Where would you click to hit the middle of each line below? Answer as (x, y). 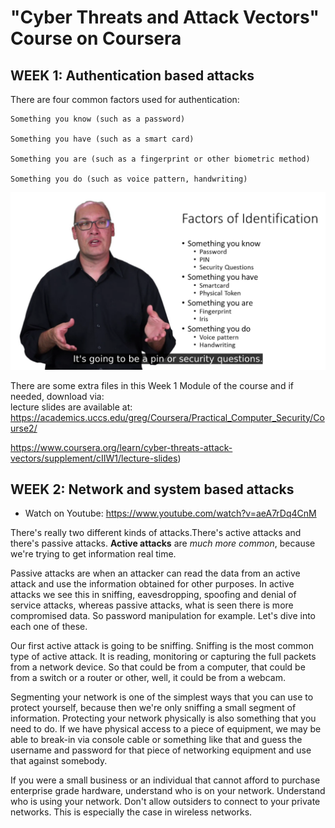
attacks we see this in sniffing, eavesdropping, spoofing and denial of (153, 595)
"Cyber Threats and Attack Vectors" (165, 17)
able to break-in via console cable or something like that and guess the (156, 740)
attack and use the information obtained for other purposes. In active (152, 584)
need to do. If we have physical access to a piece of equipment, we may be (166, 729)
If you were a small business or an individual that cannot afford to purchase (165, 780)
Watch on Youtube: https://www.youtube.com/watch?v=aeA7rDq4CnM (170, 513)
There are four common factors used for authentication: (125, 99)
